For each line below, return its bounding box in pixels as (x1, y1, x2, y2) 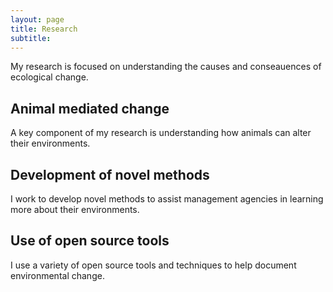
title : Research (10, 24, 78, 34)
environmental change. (10, 269, 105, 281)
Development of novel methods (10, 166, 210, 183)
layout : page (10, 14, 65, 25)
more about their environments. (10, 204, 140, 215)
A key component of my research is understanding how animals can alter (10, 127, 312, 139)
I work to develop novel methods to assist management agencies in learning (10, 193, 324, 205)
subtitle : (10, 33, 52, 43)
